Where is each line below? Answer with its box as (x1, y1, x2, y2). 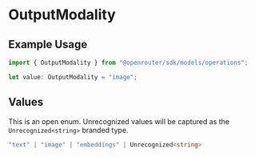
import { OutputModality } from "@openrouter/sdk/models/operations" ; (8, 58, 249, 66)
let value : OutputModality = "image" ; (8, 73, 137, 81)
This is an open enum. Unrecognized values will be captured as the (8, 116, 230, 126)
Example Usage (8, 38, 88, 51)
